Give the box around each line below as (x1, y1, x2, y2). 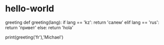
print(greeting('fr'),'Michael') (5, 34, 64, 40)
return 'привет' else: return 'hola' (5, 24, 74, 30)
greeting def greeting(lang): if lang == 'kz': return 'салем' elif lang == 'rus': (5, 19, 160, 25)
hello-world (5, 3, 55, 14)
